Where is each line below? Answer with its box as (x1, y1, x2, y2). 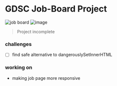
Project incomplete (17, 29, 55, 34)
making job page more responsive (12, 75, 81, 81)
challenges (5, 41, 32, 47)
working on (5, 64, 33, 71)
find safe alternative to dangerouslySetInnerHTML (12, 52, 113, 57)
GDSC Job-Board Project (5, 3, 107, 14)
